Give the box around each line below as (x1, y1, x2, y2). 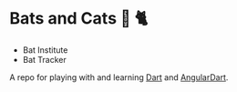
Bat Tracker (22, 54, 67, 65)
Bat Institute (22, 44, 68, 56)
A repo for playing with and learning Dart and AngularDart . (9, 71, 229, 83)
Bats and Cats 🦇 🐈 (9, 8, 149, 29)
